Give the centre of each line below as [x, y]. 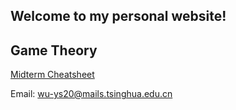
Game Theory [54, 50]
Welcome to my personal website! [118, 16]
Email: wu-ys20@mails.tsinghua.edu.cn [91, 94]
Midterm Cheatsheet [52, 75]
